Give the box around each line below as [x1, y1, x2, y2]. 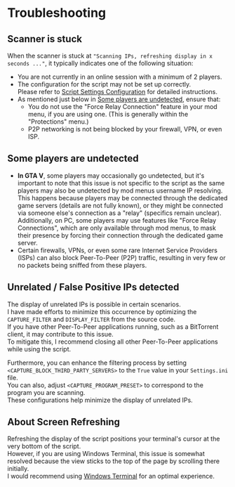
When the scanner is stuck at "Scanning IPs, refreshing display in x [7, 51, 213, 60]
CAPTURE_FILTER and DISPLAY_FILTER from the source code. [7, 315, 176, 323]
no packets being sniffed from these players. [17, 261, 147, 269]
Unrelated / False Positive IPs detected [7, 281, 180, 293]
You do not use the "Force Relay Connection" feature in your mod [27, 103, 217, 110]
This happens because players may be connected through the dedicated [17, 193, 228, 202]
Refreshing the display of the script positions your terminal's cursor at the [7, 434, 220, 443]
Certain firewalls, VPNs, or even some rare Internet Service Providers [17, 246, 217, 254]
